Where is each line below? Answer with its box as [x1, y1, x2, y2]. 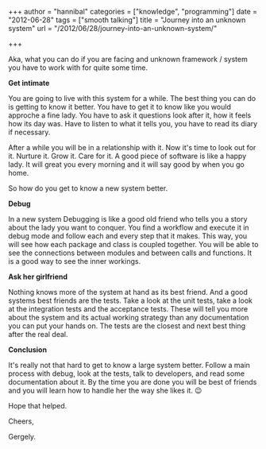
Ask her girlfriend [8, 272, 68, 281]
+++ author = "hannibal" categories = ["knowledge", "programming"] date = [8, 7, 258, 16]
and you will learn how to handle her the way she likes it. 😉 [8, 385, 202, 395]
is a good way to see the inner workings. [8, 257, 141, 265]
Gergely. [8, 432, 37, 441]
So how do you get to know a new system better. [8, 184, 168, 193]
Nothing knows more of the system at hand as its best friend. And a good [8, 288, 249, 296]
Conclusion [8, 345, 48, 354]
